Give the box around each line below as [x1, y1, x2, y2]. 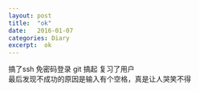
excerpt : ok [8, 42, 52, 49]
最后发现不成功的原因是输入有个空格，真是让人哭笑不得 [8, 74, 191, 84]
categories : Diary [8, 34, 70, 42]
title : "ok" [8, 19, 52, 27]
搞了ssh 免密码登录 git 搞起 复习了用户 [8, 65, 135, 74]
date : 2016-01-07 [8, 26, 74, 34]
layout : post [8, 11, 52, 20]
